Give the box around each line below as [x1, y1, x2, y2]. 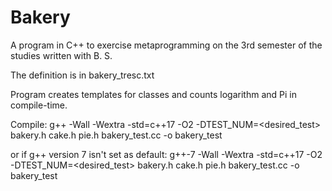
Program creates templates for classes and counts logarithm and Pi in [10, 88, 297, 100]
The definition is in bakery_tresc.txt [10, 69, 155, 81]
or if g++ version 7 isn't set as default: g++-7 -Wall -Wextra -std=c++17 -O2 [10, 148, 323, 160]
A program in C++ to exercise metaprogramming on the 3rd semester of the [10, 39, 323, 51]
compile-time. [10, 99, 68, 111]
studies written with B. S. [10, 49, 113, 61]
